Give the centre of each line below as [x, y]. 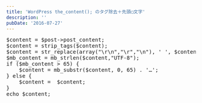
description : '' [26, 17]
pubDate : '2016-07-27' [35, 23]
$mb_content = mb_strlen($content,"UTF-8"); [73, 58]
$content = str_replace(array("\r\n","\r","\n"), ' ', [89, 52]
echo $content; [29, 94]
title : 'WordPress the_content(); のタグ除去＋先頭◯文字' [76, 12]
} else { [19, 76]
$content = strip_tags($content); [57, 46]
